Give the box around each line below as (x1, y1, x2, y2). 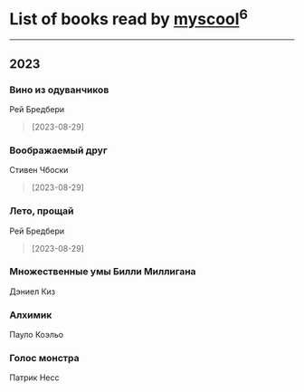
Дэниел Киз (9, 286, 56, 297)
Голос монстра (9, 352, 80, 365)
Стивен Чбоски (9, 165, 69, 176)
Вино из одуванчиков (9, 83, 109, 96)
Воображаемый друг (9, 144, 108, 157)
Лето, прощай (9, 205, 74, 217)
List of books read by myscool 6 (9, 5, 249, 30)
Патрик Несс (9, 372, 60, 383)
